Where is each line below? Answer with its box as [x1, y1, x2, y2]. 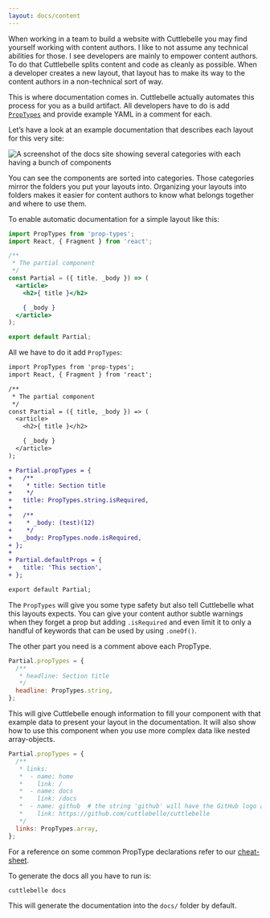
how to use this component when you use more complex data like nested [8, 726, 251, 736]
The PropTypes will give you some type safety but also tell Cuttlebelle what [8, 600, 255, 609]
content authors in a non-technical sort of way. [8, 76, 164, 86]
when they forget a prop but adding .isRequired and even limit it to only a [8, 617, 252, 627]
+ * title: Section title [8, 482, 106, 490]
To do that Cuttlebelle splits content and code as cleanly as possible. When [8, 59, 257, 69]
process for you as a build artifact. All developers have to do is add [8, 100, 231, 110]
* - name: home [18, 773, 74, 781]
